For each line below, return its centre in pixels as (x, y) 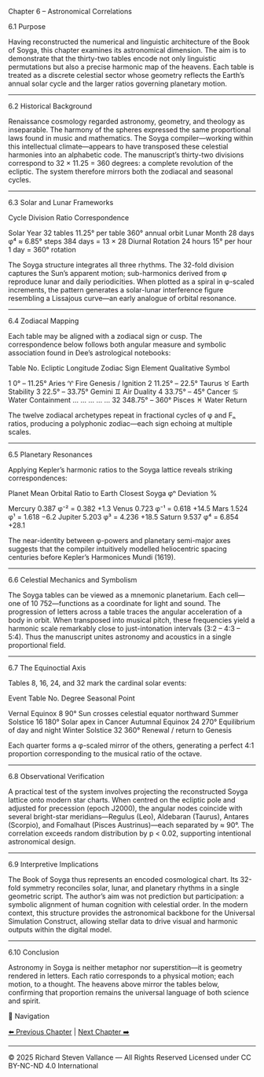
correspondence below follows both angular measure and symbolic (117, 344)
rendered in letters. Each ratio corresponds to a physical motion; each (121, 976)
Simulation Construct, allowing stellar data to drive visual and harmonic (123, 921)
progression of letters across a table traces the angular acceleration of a (125, 612)
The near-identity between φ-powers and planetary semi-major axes (119, 540)
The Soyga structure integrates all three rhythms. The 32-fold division (121, 265)
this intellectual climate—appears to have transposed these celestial (118, 146)
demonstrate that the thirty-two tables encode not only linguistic (112, 59)
